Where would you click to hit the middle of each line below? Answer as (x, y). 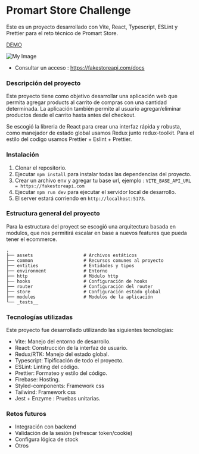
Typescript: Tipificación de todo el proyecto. (69, 361)
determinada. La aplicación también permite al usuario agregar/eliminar (94, 109)
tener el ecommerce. (32, 239)
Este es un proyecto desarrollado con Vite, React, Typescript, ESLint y (92, 27)
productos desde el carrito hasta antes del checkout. (71, 115)
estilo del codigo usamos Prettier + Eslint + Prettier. (69, 139)
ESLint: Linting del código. (47, 367)
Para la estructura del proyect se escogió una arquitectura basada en (91, 226)
